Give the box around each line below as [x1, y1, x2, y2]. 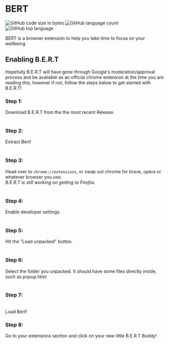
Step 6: [5, 257, 24, 264]
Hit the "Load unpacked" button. [5, 238, 73, 244]
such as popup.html [5, 273, 47, 279]
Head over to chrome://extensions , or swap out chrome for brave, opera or [5, 168, 161, 174]
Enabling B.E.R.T [5, 55, 59, 64]
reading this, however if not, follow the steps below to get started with [5, 79, 151, 85]
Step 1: [5, 98, 22, 105]
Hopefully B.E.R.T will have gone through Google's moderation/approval [5, 69, 155, 75]
